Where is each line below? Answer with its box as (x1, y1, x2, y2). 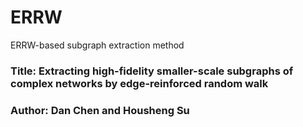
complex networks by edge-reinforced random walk (10, 76, 269, 90)
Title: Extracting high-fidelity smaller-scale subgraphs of (10, 64, 294, 78)
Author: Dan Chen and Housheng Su (10, 103, 190, 117)
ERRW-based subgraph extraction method (10, 39, 185, 51)
